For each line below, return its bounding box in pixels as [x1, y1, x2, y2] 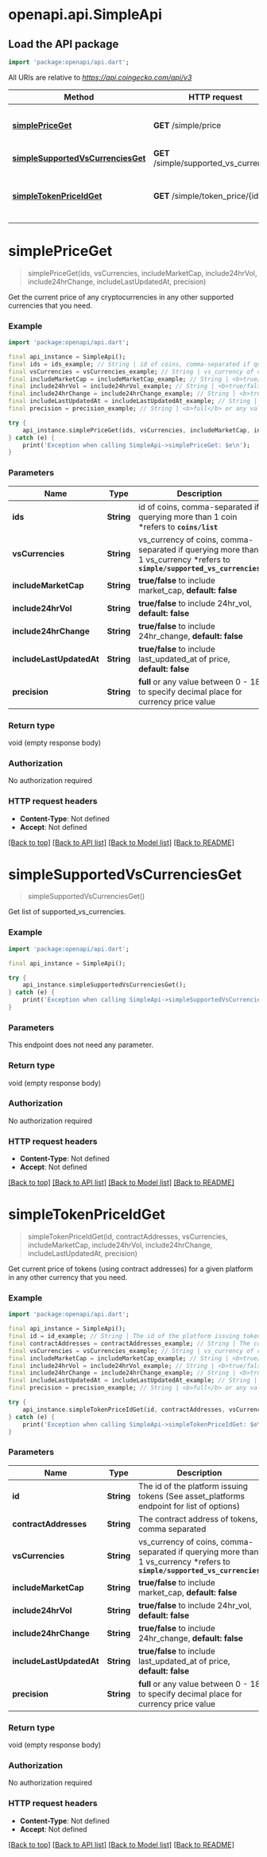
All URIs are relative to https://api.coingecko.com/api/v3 [8, 72, 192, 82]
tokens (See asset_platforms [137, 1491, 245, 1502]
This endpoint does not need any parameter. [8, 1040, 153, 1050]
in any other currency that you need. [8, 1273, 128, 1282]
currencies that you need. [8, 300, 93, 310]
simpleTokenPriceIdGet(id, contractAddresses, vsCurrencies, [27, 1232, 228, 1242]
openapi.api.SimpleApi [8, 6, 163, 24]
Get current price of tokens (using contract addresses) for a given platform [8, 1264, 253, 1274]
